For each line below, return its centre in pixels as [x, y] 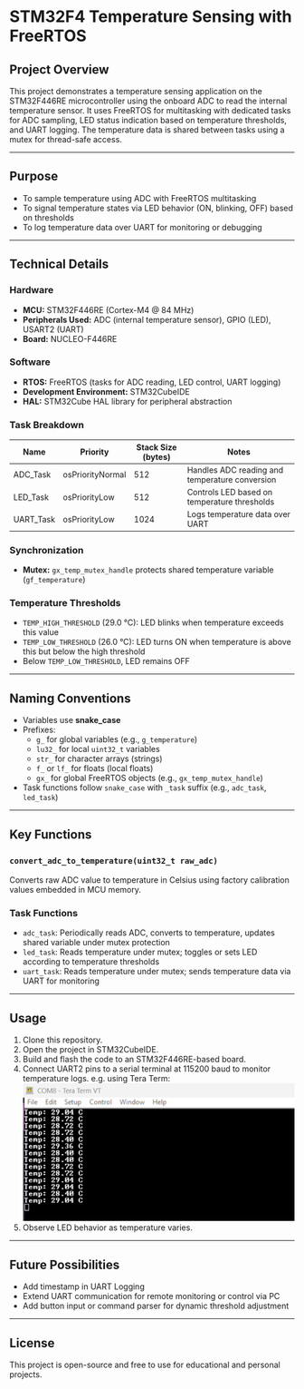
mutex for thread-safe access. [66, 139]
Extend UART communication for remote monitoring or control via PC [151, 1296]
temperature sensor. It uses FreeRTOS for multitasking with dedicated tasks [150, 110]
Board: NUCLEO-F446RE [70, 338]
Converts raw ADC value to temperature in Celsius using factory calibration [149, 880]
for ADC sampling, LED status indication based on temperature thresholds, [148, 120]
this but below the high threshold [84, 651]
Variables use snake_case [71, 720]
